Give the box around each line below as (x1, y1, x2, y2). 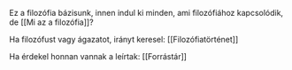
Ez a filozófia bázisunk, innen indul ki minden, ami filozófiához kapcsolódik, (9, 8, 284, 18)
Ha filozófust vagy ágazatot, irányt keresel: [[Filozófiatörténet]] (9, 35, 239, 44)
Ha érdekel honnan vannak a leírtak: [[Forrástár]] (9, 51, 188, 61)
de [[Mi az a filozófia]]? (9, 17, 95, 27)
